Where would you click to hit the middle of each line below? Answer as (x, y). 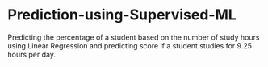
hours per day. (32, 54)
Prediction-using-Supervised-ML (122, 15)
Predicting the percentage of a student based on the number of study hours (134, 37)
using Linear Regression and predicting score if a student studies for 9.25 (130, 45)
